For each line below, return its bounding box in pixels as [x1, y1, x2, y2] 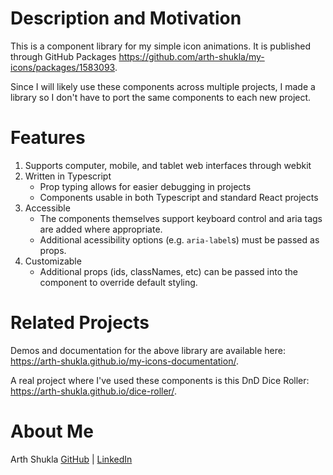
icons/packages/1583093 [10, 61, 115, 73]
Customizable [24, 255, 82, 267]
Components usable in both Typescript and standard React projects [39, 191, 319, 203]
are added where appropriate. [39, 223, 163, 235]
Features [10, 127, 86, 149]
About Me [10, 420, 94, 442]
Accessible [24, 202, 71, 214]
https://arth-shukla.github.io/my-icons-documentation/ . [10, 355, 239, 367]
